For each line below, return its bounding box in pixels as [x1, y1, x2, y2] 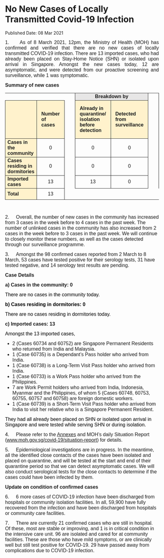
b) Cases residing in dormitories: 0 [5, 301, 86, 307]
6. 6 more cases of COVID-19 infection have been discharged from [5, 494, 155, 499]
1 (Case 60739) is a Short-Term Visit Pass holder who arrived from [12, 401, 156, 407]
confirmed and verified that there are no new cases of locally [5, 45, 160, 51]
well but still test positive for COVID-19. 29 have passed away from [5, 542, 150, 548]
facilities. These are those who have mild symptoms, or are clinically [5, 537, 152, 542]
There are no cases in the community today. [5, 292, 100, 298]
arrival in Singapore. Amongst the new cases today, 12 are [5, 61, 159, 67]
